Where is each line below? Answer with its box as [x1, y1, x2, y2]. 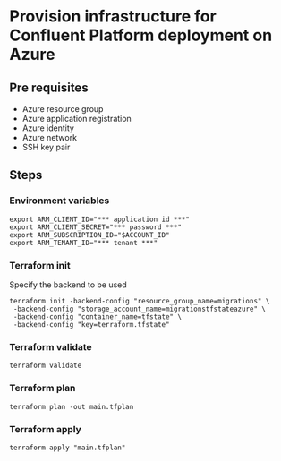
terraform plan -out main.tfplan [9, 402, 134, 411]
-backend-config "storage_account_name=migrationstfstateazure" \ [13, 304, 267, 313]
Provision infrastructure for [9, 6, 217, 27]
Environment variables [9, 194, 110, 207]
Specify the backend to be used [9, 279, 127, 290]
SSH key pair [21, 141, 71, 152]
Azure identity [21, 123, 74, 133]
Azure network [21, 132, 78, 142]
